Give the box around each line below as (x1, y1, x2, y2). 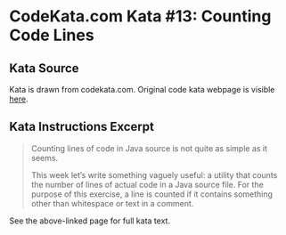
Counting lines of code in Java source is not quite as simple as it (30, 142, 268, 153)
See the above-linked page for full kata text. (9, 215, 171, 226)
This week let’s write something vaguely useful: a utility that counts (30, 169, 278, 180)
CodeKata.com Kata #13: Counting (9, 6, 272, 27)
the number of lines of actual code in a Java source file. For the (30, 179, 265, 190)
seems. (30, 152, 59, 163)
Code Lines (9, 25, 95, 45)
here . (9, 93, 29, 104)
